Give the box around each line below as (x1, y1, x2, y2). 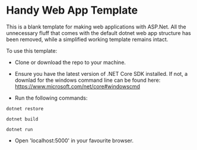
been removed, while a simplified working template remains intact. (6, 36, 169, 43)
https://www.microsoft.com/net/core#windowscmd (14, 82, 141, 90)
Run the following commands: (14, 94, 88, 101)
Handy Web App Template (6, 4, 138, 17)
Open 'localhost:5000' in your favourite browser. (14, 137, 134, 144)
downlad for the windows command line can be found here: (14, 76, 161, 84)
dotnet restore (6, 106, 44, 111)
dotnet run (6, 126, 33, 132)
